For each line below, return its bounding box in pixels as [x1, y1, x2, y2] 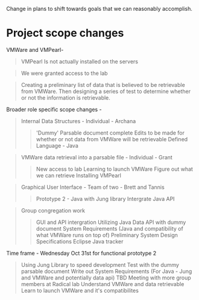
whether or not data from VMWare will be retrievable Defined [36, 135, 188, 142]
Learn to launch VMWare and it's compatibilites [21, 287, 139, 294]
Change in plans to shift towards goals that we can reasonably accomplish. [6, 5, 193, 12]
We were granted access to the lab [21, 69, 108, 77]
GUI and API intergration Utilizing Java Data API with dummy [36, 219, 186, 226]
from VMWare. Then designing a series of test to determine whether [21, 88, 191, 95]
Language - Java [36, 142, 78, 149]
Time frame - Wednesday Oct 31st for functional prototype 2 [6, 249, 157, 257]
